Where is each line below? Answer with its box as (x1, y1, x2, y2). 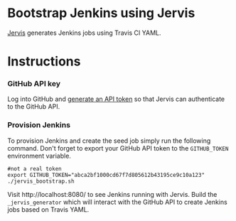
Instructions (7, 53, 81, 70)
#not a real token (7, 165, 62, 172)
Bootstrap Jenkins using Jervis (7, 5, 195, 21)
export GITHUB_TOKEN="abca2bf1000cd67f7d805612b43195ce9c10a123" (7, 171, 205, 178)
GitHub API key (7, 79, 61, 89)
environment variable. (7, 151, 71, 160)
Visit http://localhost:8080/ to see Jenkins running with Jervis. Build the (7, 190, 218, 198)
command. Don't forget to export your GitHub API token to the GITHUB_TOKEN (7, 144, 229, 152)
